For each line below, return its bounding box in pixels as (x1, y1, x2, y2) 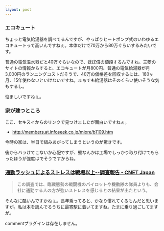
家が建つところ (5, 107, 41, 114)
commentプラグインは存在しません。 (5, 220, 80, 226)
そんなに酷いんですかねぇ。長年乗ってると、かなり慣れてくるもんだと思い (5, 198, 154, 204)
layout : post (5, 7, 32, 12)
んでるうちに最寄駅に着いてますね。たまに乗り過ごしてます (39, 204, 159, 209)
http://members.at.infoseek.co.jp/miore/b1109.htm (12, 129, 114, 135)
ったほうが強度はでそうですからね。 (5, 156, 78, 162)
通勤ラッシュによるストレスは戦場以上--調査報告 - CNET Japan (5, 169, 155, 176)
